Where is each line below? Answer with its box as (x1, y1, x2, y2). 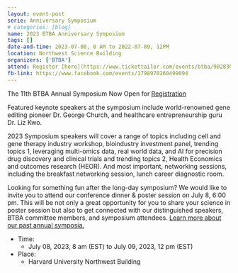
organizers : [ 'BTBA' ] (7, 57, 72, 64)
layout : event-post (7, 10, 65, 18)
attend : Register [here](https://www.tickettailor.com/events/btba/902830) (7, 63, 236, 70)
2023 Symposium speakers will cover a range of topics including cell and (7, 132, 221, 140)
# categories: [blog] (7, 23, 72, 30)
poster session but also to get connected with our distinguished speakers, (7, 206, 224, 214)
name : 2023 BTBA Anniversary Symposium (7, 30, 125, 38)
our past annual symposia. (7, 221, 85, 229)
